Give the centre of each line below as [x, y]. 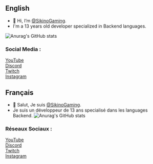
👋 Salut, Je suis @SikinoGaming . [47, 104]
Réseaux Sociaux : [29, 128]
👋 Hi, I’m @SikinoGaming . [39, 20]
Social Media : [23, 49]
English [17, 8]
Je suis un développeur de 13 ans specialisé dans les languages [80, 110]
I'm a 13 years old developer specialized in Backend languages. [80, 26]
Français [19, 92]
